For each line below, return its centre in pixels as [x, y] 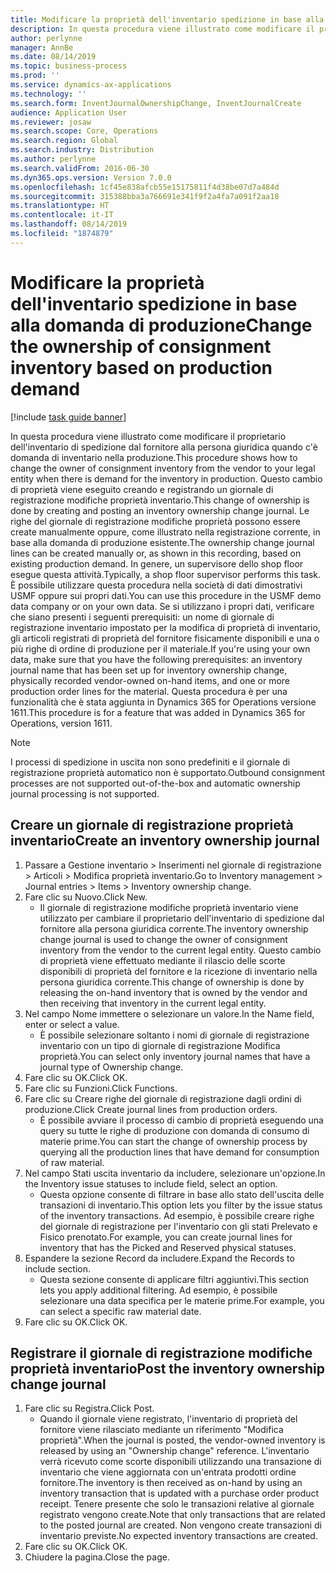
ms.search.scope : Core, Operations [84, 131]
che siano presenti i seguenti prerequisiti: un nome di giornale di [142, 617]
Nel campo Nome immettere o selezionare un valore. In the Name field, [169, 1013]
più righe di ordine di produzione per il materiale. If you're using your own [160, 648]
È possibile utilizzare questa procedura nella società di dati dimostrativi [156, 585]
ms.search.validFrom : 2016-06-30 [80, 168]
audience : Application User [69, 112]
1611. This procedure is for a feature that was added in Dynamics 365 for [158, 712]
